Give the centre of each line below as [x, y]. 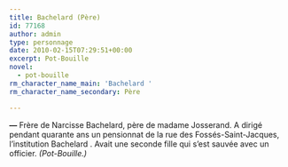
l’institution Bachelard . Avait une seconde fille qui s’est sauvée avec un [139, 144]
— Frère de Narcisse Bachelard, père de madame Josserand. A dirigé [136, 124]
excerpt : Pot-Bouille [49, 59]
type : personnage [41, 42]
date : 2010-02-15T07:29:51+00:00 [71, 51]
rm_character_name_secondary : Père [75, 91]
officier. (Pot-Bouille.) [48, 153]
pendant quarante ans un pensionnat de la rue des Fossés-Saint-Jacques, [144, 134]
